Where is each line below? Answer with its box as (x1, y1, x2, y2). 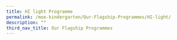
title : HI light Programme (6, 8, 73, 15)
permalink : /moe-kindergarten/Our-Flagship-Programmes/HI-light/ (6, 14, 171, 20)
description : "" (6, 19, 46, 25)
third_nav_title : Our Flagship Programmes (6, 25, 113, 31)
